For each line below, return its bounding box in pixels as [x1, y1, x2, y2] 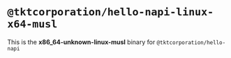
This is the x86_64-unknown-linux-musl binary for [7, 37, 156, 46]
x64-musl [7, 18, 58, 31]
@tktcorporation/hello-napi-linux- [7, 6, 214, 19]
